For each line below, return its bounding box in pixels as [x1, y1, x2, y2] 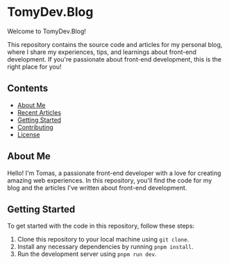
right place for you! [7, 62, 62, 71]
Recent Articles [17, 108, 61, 116]
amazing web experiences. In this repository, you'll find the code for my [7, 176, 212, 184]
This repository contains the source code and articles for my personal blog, [7, 40, 223, 48]
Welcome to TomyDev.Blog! [7, 27, 87, 35]
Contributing [17, 122, 53, 131]
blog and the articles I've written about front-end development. [7, 183, 187, 192]
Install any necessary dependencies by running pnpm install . [17, 243, 194, 251]
